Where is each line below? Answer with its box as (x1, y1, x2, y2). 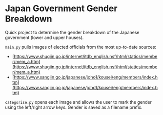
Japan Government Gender (5, 3, 118, 14)
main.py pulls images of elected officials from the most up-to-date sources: (5, 44, 157, 50)
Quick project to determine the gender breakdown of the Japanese (5, 29, 140, 35)
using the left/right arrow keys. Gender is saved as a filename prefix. (5, 104, 143, 110)
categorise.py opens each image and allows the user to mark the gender (5, 99, 152, 105)
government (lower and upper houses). (5, 35, 84, 40)
